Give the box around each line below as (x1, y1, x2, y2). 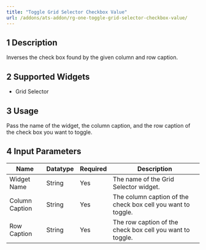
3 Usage (6, 106, 39, 116)
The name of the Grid (112, 174, 175, 183)
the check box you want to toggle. (6, 128, 93, 136)
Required (79, 164, 107, 173)
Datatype (46, 164, 74, 173)
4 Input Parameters (6, 146, 82, 157)
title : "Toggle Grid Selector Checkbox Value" (6, 9, 128, 15)
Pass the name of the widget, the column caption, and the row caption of (6, 122, 191, 129)
